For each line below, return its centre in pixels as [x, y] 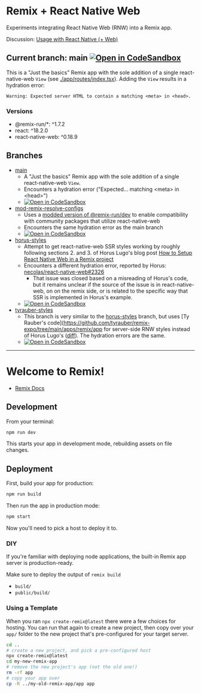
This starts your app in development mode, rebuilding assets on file [89, 443]
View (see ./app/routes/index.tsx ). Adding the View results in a [111, 78]
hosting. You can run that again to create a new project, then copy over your [100, 627]
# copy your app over [33, 678]
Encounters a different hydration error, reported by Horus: [95, 265]
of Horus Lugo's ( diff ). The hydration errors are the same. [95, 335]
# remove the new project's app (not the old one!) [72, 667]
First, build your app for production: [50, 484]
